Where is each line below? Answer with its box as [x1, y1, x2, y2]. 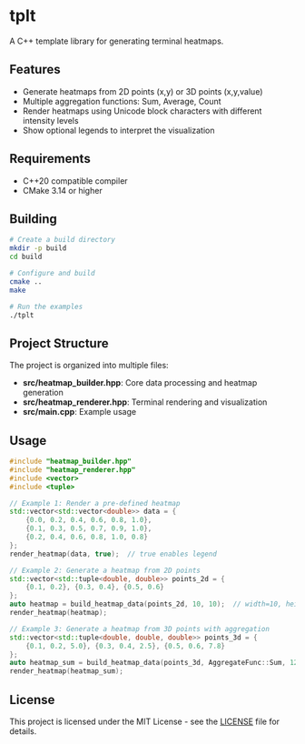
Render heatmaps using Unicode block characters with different [22, 106, 262, 116]
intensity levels [22, 115, 79, 126]
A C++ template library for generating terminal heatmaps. [9, 35, 224, 46]
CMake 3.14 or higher [22, 185, 103, 196]
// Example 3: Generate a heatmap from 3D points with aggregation [9, 624, 271, 633]
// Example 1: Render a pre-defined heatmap [9, 498, 181, 508]
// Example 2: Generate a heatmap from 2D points [9, 566, 202, 575]
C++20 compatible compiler [22, 175, 129, 186]
